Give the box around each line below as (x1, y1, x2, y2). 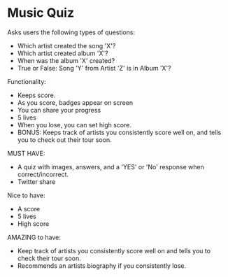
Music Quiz (7, 5, 75, 21)
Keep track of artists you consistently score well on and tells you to (17, 246, 211, 255)
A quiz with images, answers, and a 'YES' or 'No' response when (17, 162, 204, 171)
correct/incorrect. (17, 170, 69, 178)
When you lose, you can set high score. (17, 120, 131, 129)
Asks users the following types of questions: (7, 28, 135, 36)
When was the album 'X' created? (17, 56, 115, 64)
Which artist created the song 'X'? (17, 41, 116, 50)
